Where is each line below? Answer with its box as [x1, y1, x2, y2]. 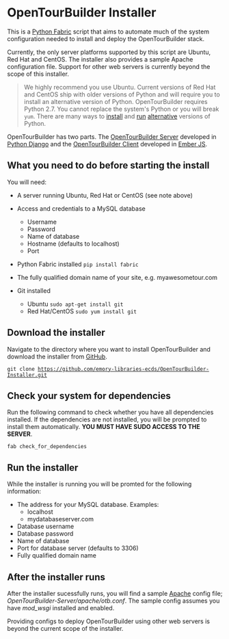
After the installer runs [7, 571, 106, 583]
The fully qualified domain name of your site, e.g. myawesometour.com [16, 273, 217, 281]
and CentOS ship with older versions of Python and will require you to [23, 90, 220, 99]
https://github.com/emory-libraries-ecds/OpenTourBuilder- [37, 365, 210, 372]
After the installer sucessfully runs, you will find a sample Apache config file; [7, 590, 223, 597]
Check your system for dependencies [7, 390, 171, 402]
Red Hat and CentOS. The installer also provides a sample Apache [7, 55, 193, 63]
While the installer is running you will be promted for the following [7, 480, 192, 488]
